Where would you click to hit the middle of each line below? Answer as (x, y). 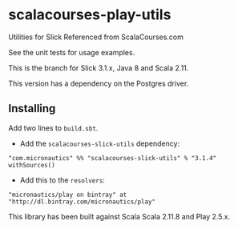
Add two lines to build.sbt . (53, 128)
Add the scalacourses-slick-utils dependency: (100, 143)
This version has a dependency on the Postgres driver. (99, 83)
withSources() (32, 165)
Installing (32, 108)
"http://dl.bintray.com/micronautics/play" (82, 202)
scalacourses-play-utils (90, 15)
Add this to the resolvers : (63, 180)
